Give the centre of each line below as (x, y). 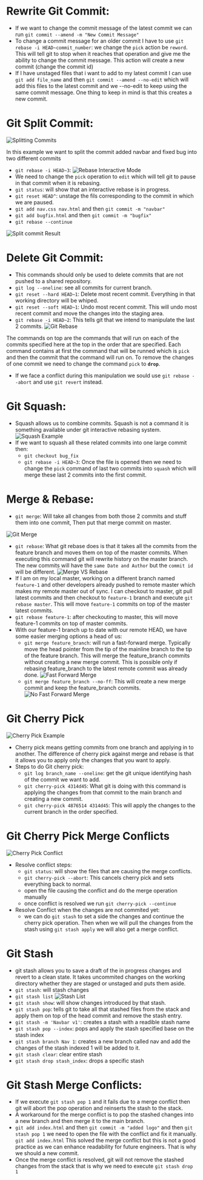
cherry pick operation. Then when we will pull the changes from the (108, 922)
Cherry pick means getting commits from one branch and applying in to (104, 747)
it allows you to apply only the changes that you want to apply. (93, 760)
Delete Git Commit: (55, 258)
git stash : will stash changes (52, 990)
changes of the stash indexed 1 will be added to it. (78, 1048)
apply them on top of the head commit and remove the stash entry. (98, 1015)
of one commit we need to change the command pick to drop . (83, 364)
